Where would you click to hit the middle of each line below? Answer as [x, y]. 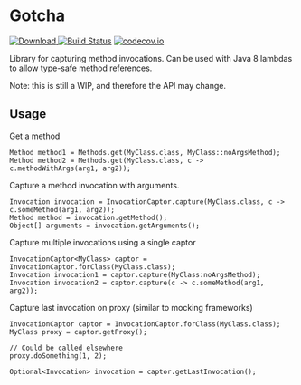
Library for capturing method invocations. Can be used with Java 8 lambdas [151, 58]
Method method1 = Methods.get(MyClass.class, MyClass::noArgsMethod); [145, 152]
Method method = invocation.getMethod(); [89, 217]
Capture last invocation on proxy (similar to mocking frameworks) [131, 307]
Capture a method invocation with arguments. [94, 185]
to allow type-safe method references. [81, 68]
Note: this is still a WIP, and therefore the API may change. [118, 85]
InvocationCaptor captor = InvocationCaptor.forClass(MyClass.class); [145, 324]
